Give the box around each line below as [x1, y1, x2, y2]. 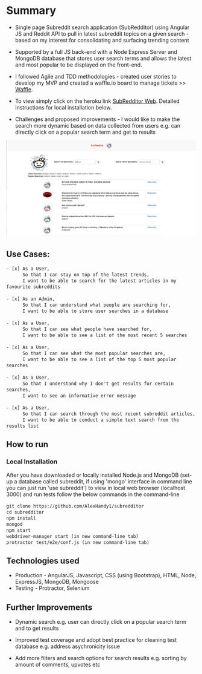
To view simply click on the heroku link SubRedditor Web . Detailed [14, 97, 180, 105]
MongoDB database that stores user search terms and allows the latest [14, 54, 192, 62]
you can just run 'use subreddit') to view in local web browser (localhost [6, 484, 186, 491]
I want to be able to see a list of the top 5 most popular [22, 356, 177, 362]
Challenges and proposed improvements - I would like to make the [14, 116, 180, 123]
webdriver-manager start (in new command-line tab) [6, 533, 139, 539]
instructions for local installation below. [14, 103, 112, 111]
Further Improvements [6, 602, 93, 612]
